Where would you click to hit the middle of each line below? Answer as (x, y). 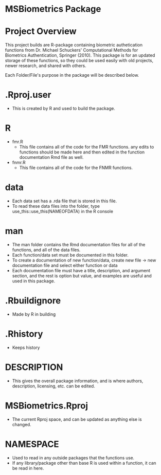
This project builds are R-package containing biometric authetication (74, 45)
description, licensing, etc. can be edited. (54, 386)
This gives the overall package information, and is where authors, (78, 381)
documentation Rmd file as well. (51, 157)
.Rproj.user (28, 95)
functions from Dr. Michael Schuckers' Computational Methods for (72, 50)
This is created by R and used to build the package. (63, 108)
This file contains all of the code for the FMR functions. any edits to (87, 147)
